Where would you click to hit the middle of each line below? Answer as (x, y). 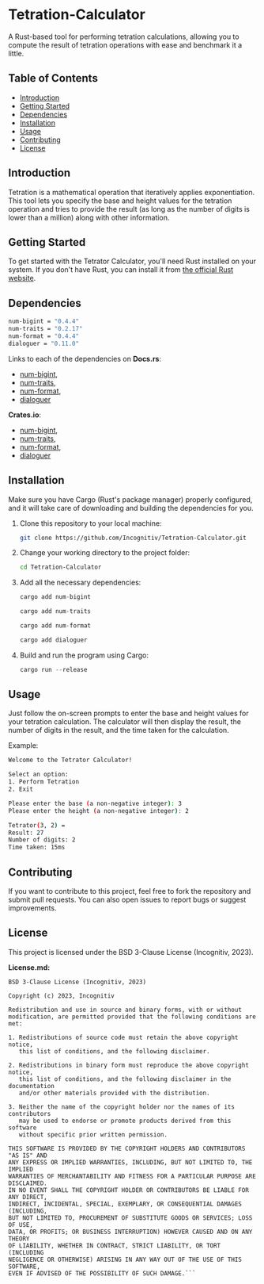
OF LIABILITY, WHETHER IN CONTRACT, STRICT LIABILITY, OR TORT (115, 1246)
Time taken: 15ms (37, 847)
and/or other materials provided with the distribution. (115, 1093)
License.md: (29, 967)
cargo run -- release (53, 669)
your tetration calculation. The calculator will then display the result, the (124, 722)
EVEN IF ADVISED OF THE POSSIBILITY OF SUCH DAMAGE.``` (102, 1273)
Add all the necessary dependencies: (80, 583)
